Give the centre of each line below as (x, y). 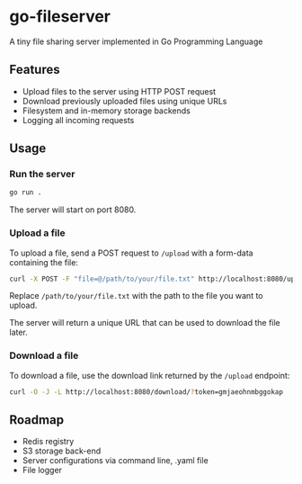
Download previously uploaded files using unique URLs (124, 101)
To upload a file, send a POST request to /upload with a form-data (131, 253)
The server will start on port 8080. (73, 210)
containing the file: (44, 262)
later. (19, 332)
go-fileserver (60, 17)
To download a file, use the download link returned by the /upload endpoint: (150, 375)
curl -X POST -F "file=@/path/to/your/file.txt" (102, 279)
